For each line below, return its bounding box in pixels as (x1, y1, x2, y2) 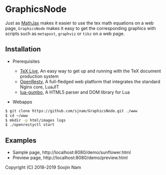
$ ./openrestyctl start (5, 122, 55, 128)
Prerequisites (12, 58, 40, 64)
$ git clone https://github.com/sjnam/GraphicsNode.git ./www (5, 108, 137, 113)
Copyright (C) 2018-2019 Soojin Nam (5, 165, 81, 171)
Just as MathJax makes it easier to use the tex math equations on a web (5, 20, 154, 26)
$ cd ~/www (5, 113, 28, 118)
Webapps (12, 99, 32, 105)
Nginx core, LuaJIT (19, 84, 59, 90)
